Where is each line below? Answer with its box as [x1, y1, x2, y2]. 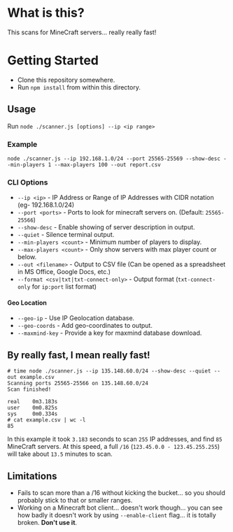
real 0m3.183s [7, 398, 58, 405]
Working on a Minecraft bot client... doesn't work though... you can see [17, 503, 223, 512]
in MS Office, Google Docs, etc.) [17, 268, 111, 276]
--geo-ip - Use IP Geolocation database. [17, 314, 135, 322]
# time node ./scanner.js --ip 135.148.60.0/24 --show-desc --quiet [7, 368, 211, 375]
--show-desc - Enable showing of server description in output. [17, 223, 195, 231]
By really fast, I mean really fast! [7, 349, 150, 361]
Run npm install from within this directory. [17, 82, 141, 92]
